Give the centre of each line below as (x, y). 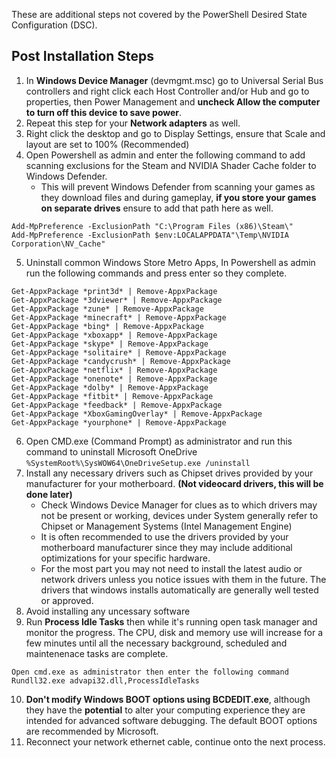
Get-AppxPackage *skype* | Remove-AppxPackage (110, 344)
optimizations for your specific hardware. (125, 558)
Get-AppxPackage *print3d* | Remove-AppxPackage (114, 291)
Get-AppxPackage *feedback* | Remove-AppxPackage (117, 405)
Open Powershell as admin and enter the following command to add (165, 155)
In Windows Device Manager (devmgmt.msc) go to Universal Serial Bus (174, 80)
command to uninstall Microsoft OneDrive (111, 451)
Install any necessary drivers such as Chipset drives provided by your (169, 473)
